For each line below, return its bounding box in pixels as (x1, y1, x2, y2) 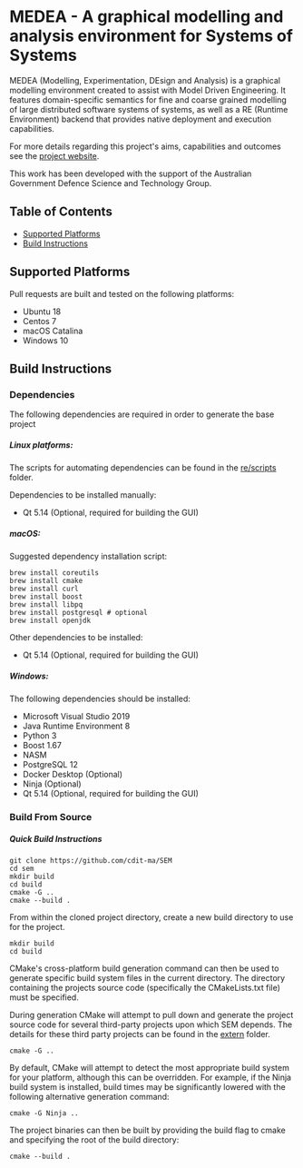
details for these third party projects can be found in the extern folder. (9, 1029, 270, 1040)
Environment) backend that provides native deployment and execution (9, 114, 272, 124)
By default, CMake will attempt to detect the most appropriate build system (9, 1063, 290, 1074)
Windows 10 (22, 334, 69, 346)
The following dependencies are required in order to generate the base (9, 409, 275, 420)
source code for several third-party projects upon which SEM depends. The (9, 1019, 293, 1030)
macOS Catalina (22, 325, 83, 336)
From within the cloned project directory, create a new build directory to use (9, 912, 294, 923)
